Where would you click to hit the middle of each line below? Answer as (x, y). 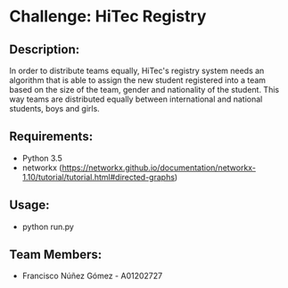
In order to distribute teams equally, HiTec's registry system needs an (137, 70)
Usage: (30, 206)
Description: (45, 49)
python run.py (48, 226)
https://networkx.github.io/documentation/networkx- (159, 168)
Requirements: (51, 137)
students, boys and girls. (54, 108)
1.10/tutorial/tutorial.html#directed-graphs (99, 177)
